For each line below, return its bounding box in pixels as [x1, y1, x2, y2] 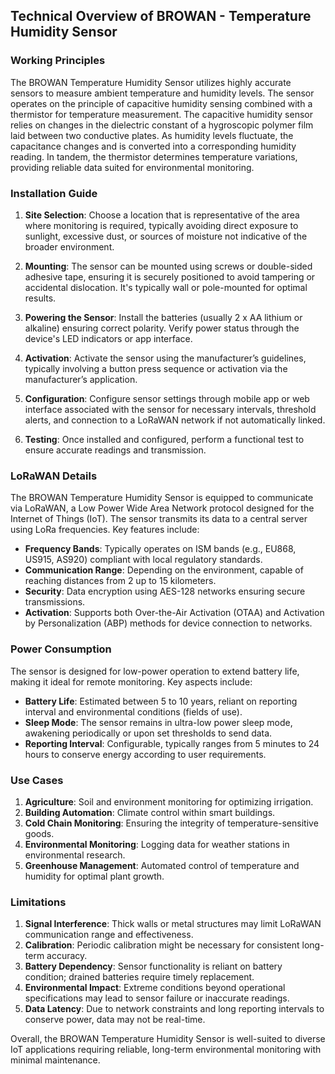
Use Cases [10, 773, 64, 787]
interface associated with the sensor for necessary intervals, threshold [24, 403, 317, 415]
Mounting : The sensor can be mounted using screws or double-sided [24, 260, 313, 272]
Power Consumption [10, 642, 112, 656]
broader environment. [24, 240, 115, 253]
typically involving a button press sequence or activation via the [24, 362, 288, 374]
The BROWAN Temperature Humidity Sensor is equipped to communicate [10, 492, 314, 504]
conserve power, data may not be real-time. [24, 1014, 206, 1026]
